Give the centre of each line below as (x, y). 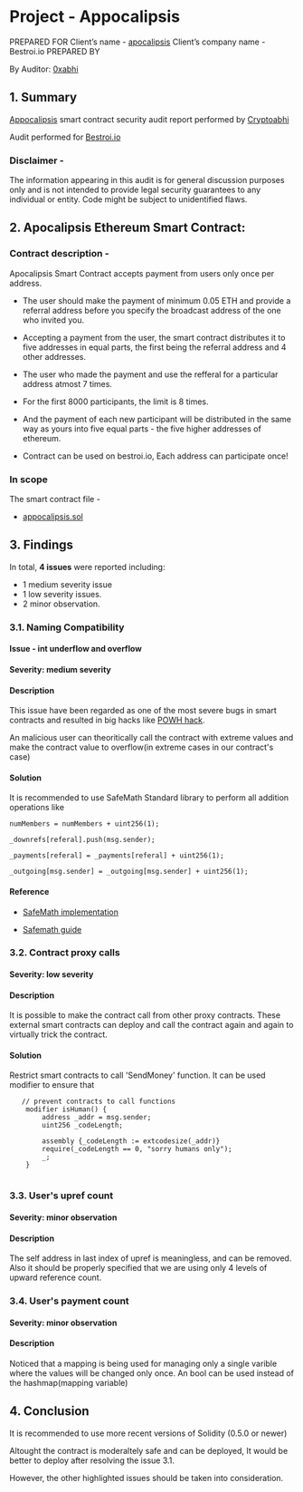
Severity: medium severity (60, 669)
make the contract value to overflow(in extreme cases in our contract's (142, 747)
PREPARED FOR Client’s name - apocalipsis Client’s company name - (137, 42)
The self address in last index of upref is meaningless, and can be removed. (151, 1258)
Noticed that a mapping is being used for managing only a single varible (143, 1363)
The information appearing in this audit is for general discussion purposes (147, 180)
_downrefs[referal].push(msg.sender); (82, 840)
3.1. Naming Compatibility (67, 627)
